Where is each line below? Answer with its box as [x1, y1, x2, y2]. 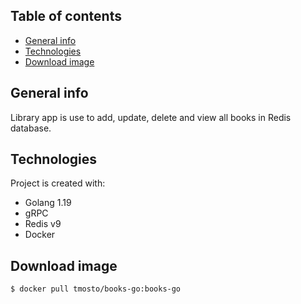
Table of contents [10, 8, 122, 25]
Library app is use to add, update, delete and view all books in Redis [10, 111, 292, 123]
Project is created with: [10, 177, 106, 189]
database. [10, 122, 52, 134]
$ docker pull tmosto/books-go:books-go [10, 284, 182, 294]
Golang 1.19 [24, 197, 72, 209]
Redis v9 [24, 218, 62, 230]
